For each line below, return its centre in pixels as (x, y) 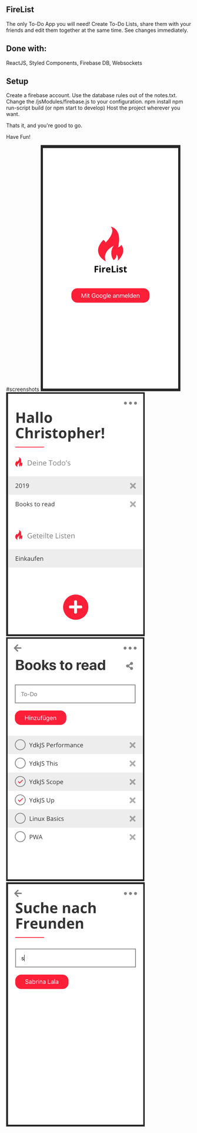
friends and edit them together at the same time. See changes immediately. (97, 30)
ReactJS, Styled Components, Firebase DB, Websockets (74, 63)
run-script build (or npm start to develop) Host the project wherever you (93, 108)
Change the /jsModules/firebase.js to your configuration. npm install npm (95, 102)
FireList (20, 10)
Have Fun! (19, 137)
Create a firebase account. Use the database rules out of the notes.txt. (92, 95)
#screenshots (23, 389)
